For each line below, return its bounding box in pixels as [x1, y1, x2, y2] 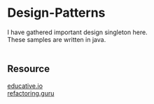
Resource [7, 63, 50, 75]
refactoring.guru [7, 89, 55, 97]
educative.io [7, 82, 43, 90]
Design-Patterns [7, 5, 106, 21]
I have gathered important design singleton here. [7, 28, 148, 36]
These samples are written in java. [7, 35, 106, 43]
